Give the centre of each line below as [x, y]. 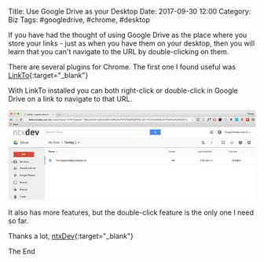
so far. [18, 221]
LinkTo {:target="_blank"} [48, 75]
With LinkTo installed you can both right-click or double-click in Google [123, 90]
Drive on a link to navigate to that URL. [70, 99]
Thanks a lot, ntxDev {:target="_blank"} [71, 236]
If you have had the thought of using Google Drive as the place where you [128, 35]
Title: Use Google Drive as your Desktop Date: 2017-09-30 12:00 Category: [130, 11]
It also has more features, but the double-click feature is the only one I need [131, 212]
